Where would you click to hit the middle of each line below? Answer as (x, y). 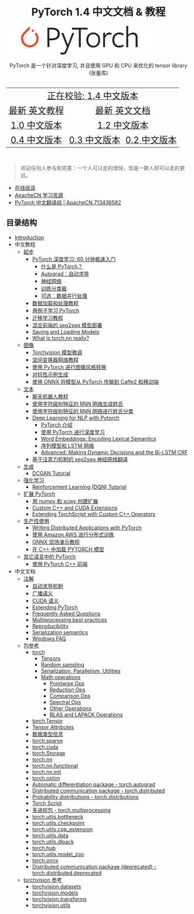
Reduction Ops (68, 689)
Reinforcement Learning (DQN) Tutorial (79, 487)
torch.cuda (45, 746)
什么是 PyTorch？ (62, 266)
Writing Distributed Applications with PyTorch (87, 527)
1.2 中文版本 (123, 125)
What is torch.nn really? (61, 338)
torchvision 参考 (43, 880)
